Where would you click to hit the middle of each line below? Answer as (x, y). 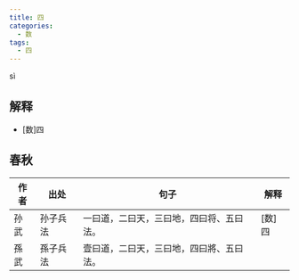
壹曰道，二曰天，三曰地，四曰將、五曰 (163, 248)
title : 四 (27, 17)
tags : (19, 42)
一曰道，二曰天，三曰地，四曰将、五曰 (163, 218)
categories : (31, 26)
